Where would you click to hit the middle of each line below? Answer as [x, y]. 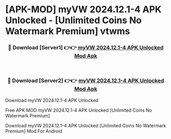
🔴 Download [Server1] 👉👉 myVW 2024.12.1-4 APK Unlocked [86, 48]
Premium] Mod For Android [34, 131]
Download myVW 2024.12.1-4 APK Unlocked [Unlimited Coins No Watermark [86, 125]
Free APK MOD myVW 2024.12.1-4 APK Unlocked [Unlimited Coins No [79, 110]
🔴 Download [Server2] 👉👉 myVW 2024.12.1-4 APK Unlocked [86, 81]
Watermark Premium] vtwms [68, 31]
